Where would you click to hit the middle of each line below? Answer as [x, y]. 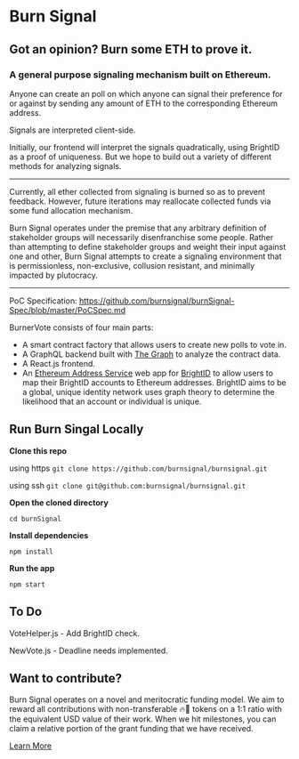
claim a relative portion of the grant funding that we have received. [131, 729]
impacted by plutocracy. [53, 275]
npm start [28, 585]
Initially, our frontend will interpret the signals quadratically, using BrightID [145, 147]
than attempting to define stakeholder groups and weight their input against [148, 246]
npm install [31, 552]
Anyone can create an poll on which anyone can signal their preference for [146, 93]
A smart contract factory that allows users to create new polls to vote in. [154, 344]
